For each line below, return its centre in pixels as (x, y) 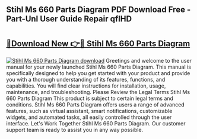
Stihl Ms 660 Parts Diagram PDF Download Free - (99, 10)
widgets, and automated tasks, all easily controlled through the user (89, 117)
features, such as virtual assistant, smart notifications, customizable (89, 111)
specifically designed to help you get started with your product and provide (98, 73)
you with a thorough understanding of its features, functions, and (86, 80)
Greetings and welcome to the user (149, 61)
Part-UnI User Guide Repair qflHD (69, 19)
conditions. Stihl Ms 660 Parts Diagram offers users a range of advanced (96, 105)
